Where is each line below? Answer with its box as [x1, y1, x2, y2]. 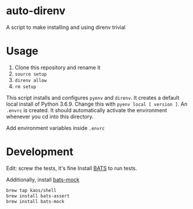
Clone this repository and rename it [14, 64, 101, 71]
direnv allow [14, 77, 47, 83]
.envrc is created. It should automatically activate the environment [6, 106, 167, 113]
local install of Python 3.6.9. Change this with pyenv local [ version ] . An [6, 100, 188, 107]
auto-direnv [6, 4, 66, 18]
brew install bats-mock [6, 198, 65, 204]
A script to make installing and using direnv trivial [6, 24, 126, 31]
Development [6, 145, 74, 159]
